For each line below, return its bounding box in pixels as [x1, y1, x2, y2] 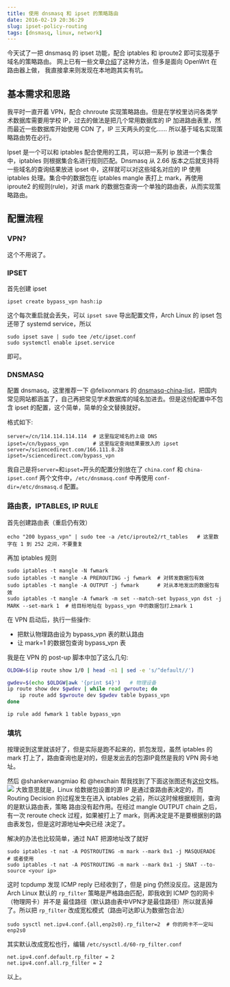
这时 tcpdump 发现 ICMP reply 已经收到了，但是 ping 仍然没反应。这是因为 [7, 881, 218, 889]
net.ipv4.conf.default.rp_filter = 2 [7, 954, 115, 961]
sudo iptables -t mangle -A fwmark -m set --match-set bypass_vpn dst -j [7, 595, 222, 602]
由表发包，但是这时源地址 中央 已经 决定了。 [7, 820, 129, 828]
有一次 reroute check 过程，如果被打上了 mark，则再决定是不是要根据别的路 [7, 811, 222, 819]
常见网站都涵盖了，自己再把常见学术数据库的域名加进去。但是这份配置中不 [7, 395, 217, 403]
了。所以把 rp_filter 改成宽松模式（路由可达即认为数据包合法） [7, 906, 188, 914]
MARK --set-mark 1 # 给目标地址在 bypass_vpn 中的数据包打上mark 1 [7, 602, 193, 609]
